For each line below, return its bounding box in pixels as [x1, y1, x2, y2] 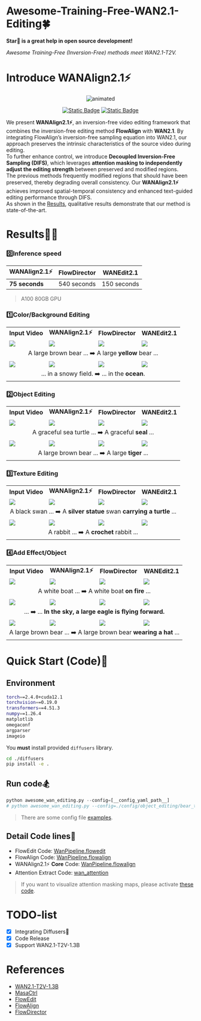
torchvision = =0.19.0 [6, 700, 58, 706]
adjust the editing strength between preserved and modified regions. [6, 165, 179, 172]
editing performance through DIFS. [6, 193, 92, 201]
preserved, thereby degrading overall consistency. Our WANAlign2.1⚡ [6, 178, 179, 186]
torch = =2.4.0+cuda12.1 [6, 694, 63, 700]
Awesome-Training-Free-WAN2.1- [6, 4, 179, 18]
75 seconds [9, 280, 44, 288]
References [6, 963, 65, 977]
